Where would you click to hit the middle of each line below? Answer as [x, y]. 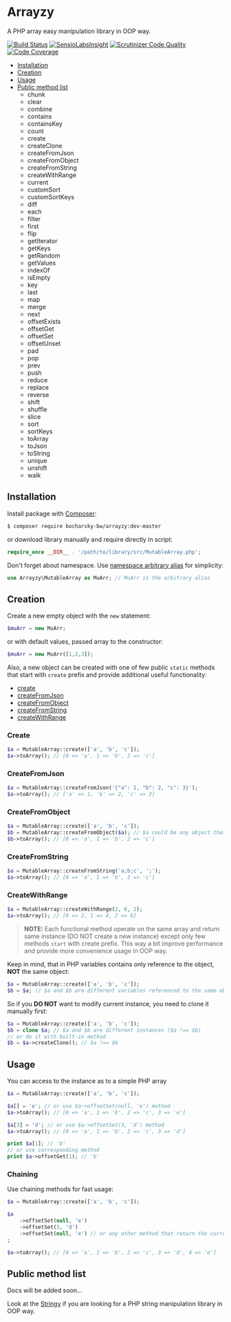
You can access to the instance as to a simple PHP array [87, 1081]
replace [38, 387]
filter [34, 218]
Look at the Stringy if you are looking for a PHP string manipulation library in [115, 1304]
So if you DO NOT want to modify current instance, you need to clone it [108, 1004]
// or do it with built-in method [57, 1037]
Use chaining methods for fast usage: [60, 1189]
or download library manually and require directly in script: [90, 539]
